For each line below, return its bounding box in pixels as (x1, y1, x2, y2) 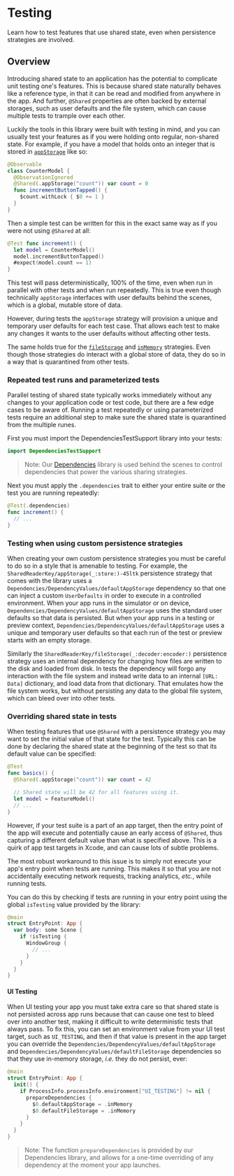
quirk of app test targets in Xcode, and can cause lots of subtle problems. (7, 843, 219, 852)
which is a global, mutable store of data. (7, 301, 123, 309)
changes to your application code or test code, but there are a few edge (7, 399, 214, 407)
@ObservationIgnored (13, 173, 73, 181)
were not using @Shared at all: (7, 226, 91, 235)
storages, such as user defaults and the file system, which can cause (7, 103, 207, 113)
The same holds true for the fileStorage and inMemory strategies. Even (7, 343, 211, 351)
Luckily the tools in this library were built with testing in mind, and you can (7, 124, 220, 134)
